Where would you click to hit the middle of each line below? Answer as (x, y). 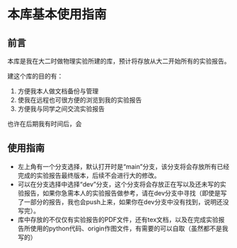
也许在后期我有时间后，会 (45, 124)
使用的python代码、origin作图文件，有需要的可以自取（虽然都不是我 (129, 228)
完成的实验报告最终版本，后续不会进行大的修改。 (89, 175)
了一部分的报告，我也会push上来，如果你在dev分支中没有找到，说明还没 (123, 201)
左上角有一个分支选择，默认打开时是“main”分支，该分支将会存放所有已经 (123, 166)
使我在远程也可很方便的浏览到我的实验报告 (80, 100)
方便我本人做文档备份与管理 (58, 91)
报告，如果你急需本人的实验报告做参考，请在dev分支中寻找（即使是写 (126, 193)
